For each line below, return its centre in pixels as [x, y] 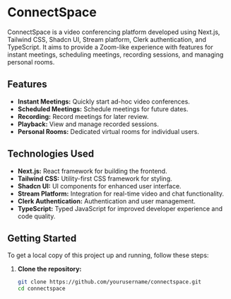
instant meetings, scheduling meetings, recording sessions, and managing [115, 55]
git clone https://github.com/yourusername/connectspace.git [109, 282]
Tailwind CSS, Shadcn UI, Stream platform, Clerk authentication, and [107, 39]
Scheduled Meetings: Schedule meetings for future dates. [103, 109]
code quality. [36, 216]
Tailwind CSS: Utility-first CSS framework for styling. [95, 179]
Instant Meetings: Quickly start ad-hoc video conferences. [104, 101]
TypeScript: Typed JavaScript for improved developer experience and [120, 208]
